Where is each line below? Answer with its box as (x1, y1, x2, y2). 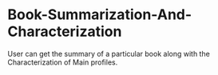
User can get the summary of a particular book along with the (7, 49, 211, 58)
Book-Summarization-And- (7, 6, 192, 24)
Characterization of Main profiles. (7, 57, 118, 67)
